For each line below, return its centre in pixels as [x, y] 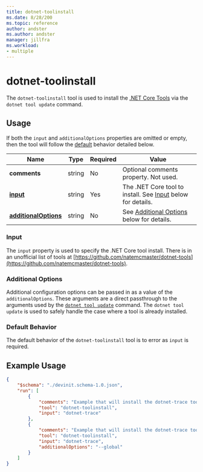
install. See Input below [155, 194]
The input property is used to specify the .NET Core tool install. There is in [99, 250]
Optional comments [150, 169]
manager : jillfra [28, 40]
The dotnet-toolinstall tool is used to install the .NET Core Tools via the [97, 98]
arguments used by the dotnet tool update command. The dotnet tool [95, 305]
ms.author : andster [31, 34]
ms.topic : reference [32, 23]
